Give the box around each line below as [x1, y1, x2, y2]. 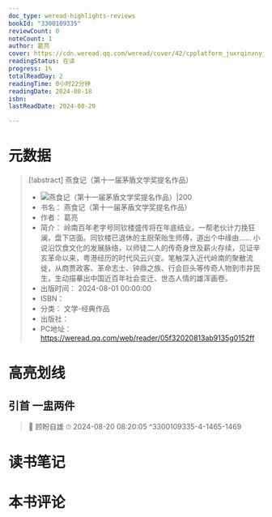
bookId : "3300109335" [8, 19, 82, 28]
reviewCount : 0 [8, 27, 60, 35]
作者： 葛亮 [40, 212, 79, 223]
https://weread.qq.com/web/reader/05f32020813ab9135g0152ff [40, 333, 255, 343]
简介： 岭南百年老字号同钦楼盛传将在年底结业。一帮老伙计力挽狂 [40, 223, 256, 233]
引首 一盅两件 [8, 399, 75, 412]
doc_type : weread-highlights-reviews [8, 11, 136, 20]
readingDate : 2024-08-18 [8, 87, 92, 96]
